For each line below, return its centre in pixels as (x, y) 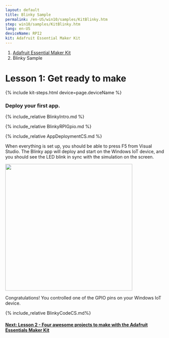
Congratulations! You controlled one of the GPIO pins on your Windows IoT (83, 298)
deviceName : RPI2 (24, 33)
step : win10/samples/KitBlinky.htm (43, 24)
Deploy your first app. (33, 105)
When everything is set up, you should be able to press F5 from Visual (79, 146)
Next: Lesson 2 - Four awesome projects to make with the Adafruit (77, 324)
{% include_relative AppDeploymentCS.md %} (54, 136)
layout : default (22, 10)
